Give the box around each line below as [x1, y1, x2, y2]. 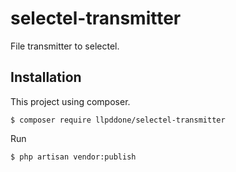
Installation [10, 69, 82, 86]
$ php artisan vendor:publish [10, 152, 137, 162]
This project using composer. [10, 95, 131, 107]
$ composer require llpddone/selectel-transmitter [10, 115, 226, 125]
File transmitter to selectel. [10, 40, 120, 52]
